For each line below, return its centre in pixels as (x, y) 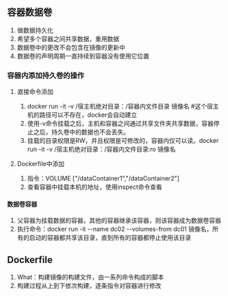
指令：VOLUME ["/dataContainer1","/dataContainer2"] (103, 179)
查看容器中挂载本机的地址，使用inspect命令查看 (94, 187)
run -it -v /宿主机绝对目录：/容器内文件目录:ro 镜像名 (101, 149)
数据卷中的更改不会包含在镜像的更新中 (71, 47)
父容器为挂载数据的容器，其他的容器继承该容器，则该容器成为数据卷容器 (119, 220)
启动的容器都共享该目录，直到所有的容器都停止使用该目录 (110, 238)
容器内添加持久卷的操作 (46, 76)
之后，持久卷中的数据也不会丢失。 (81, 132)
